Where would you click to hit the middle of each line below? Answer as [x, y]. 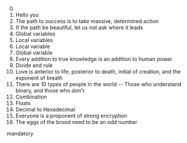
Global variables [35, 34]
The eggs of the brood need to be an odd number [76, 122]
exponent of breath [39, 78]
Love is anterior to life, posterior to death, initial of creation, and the [98, 71]
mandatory [20, 134]
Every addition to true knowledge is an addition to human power [94, 59]
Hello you [27, 15]
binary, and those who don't [50, 90]
